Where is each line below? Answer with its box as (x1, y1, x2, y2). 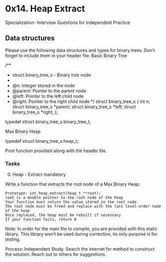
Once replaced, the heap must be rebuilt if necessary (5, 213, 121, 218)
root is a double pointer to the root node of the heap (5, 195, 123, 200)
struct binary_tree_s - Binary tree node (12, 72, 91, 78)
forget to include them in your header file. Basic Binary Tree (5, 52, 128, 58)
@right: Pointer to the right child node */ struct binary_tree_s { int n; (12, 98, 151, 104)
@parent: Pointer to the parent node (12, 88, 86, 94)
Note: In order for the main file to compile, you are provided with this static (5, 226, 158, 232)
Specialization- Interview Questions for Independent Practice (5, 19, 130, 25)
